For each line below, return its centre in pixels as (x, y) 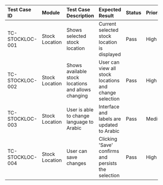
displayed (110, 54)
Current (107, 24)
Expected (110, 9)
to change (78, 116)
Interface (109, 107)
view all (107, 68)
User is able (80, 110)
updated (108, 125)
